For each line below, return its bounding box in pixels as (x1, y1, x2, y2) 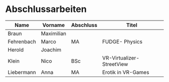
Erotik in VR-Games (102, 68, 149, 75)
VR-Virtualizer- (102, 54, 140, 61)
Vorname (42, 21, 65, 28)
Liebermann (8, 68, 36, 75)
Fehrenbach (8, 38, 36, 45)
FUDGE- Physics (102, 38, 142, 45)
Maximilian (41, 30, 66, 37)
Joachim (41, 46, 62, 53)
